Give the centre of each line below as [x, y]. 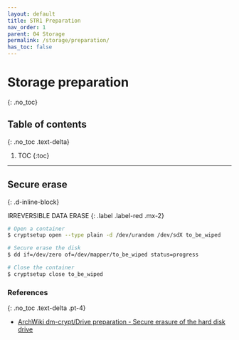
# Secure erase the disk [44, 248]
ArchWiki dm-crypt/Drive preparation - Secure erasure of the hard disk [121, 322]
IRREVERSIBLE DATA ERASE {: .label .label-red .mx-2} [86, 215]
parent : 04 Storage [36, 34]
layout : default [31, 14]
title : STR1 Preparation [44, 21]
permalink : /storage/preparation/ [59, 41]
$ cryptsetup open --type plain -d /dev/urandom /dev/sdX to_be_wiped [114, 235]
